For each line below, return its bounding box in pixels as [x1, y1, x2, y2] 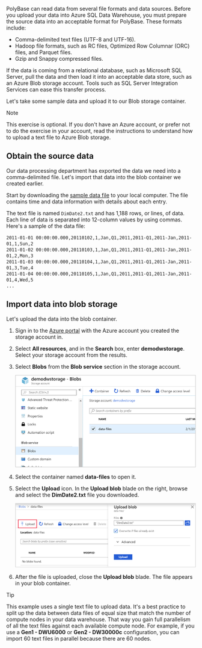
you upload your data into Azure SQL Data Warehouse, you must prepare [6, 11, 187, 19]
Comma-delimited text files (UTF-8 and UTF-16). [14, 36, 136, 43]
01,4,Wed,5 [6, 277, 34, 283]
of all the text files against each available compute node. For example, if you [6, 622, 195, 629]
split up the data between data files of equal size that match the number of [6, 609, 191, 617]
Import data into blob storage [6, 299, 118, 309]
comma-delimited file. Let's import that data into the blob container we [6, 173, 182, 181]
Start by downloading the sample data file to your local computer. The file [6, 191, 188, 199]
